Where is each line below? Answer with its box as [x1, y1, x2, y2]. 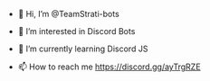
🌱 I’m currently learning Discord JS [17, 43, 148, 54]
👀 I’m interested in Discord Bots [17, 26, 136, 36]
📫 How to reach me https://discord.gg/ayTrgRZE [17, 61, 201, 72]
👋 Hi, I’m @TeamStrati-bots [17, 9, 119, 19]
